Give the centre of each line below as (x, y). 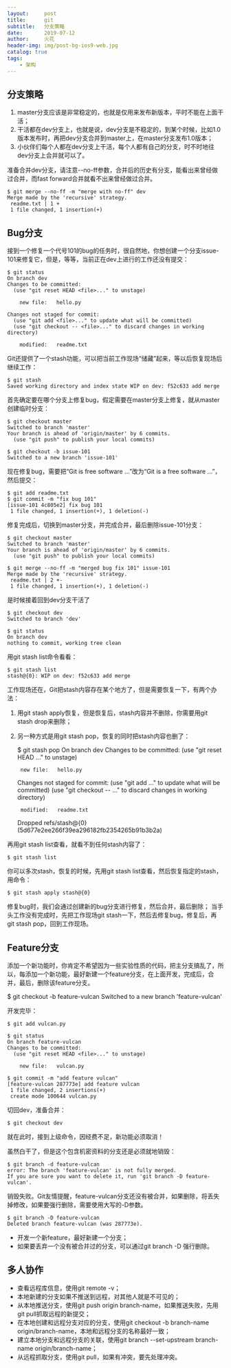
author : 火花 (31, 39)
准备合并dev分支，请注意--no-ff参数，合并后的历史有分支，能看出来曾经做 (113, 170)
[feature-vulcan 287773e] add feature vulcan (73, 1084)
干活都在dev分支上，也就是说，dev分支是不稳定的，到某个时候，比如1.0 (119, 130)
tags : (15, 59)
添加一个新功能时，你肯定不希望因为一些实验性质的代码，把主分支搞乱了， (112, 966)
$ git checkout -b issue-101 (49, 452)
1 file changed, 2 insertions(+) (58, 1091)
